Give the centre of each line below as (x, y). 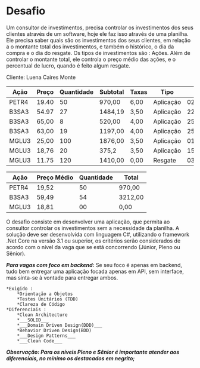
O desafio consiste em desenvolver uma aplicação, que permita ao (88, 222)
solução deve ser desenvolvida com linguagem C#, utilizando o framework (98, 234)
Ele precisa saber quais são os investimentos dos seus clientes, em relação (99, 40)
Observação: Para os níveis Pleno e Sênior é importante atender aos (93, 352)
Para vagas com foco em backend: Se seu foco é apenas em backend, (94, 265)
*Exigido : (20, 289)
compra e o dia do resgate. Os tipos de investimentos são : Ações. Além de (98, 53)
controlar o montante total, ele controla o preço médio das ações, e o (91, 59)
